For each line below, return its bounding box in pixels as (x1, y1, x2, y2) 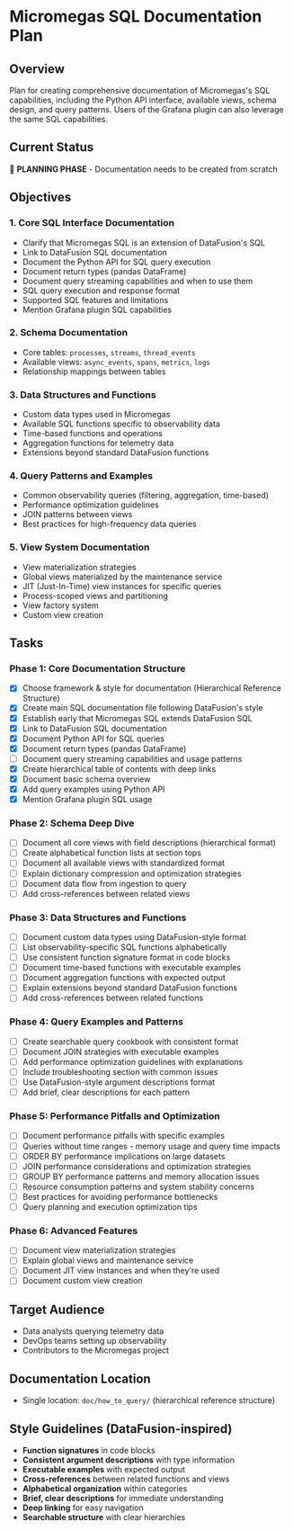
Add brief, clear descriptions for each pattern (22, 1087, 191, 1098)
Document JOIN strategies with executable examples (22, 1046, 219, 1057)
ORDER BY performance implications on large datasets (22, 1150, 226, 1161)
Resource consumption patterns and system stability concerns (22, 1181, 254, 1192)
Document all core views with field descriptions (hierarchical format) (22, 837, 277, 848)
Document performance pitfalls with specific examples (22, 1131, 226, 1141)
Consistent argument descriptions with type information (22, 1454, 235, 1465)
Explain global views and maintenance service (22, 1255, 194, 1266)
